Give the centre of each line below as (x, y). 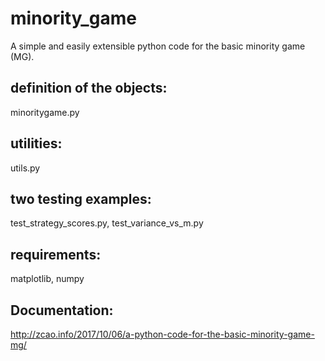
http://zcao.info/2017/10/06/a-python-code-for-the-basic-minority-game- (162, 334)
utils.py (25, 168)
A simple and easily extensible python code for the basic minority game (158, 46)
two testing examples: (81, 198)
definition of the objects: (89, 88)
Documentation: (62, 310)
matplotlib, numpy (47, 279)
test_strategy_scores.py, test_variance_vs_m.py (107, 223)
